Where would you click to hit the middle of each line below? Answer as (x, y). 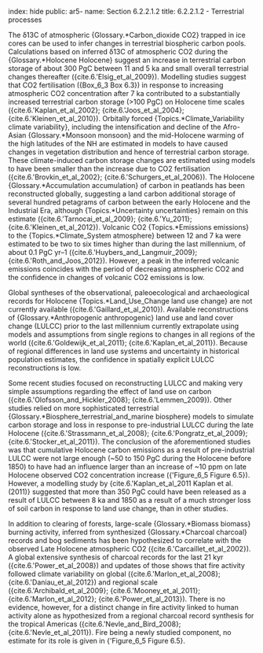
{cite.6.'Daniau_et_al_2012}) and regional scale (83, 582)
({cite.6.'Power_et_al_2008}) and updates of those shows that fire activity (127, 565)
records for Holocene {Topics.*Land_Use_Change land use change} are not (130, 301)
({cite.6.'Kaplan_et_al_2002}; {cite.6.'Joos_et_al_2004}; (96, 110)
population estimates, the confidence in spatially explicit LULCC (111, 360)
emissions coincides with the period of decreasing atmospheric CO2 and (126, 269)
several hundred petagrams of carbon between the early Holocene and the (130, 202)
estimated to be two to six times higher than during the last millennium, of (127, 244)
